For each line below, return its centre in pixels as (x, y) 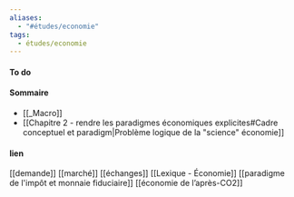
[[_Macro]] (42, 113)
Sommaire (29, 93)
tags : (20, 34)
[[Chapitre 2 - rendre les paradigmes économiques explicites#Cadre (150, 123)
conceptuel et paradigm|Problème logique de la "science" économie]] (153, 133)
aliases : (26, 18)
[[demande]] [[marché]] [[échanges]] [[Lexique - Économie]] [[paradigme (147, 173)
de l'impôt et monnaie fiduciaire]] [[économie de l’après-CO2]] (126, 183)
